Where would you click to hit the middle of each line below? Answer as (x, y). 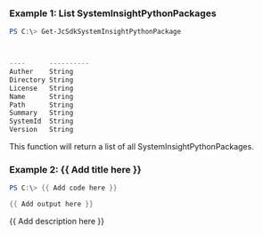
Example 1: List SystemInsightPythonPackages (113, 13)
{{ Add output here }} (51, 204)
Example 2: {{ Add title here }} (76, 169)
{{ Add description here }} (57, 222)
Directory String (41, 80)
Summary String (41, 113)
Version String (41, 130)
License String (41, 88)
